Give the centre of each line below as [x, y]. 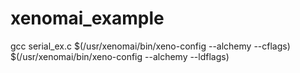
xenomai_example [87, 18]
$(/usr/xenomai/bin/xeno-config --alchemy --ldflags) [120, 56]
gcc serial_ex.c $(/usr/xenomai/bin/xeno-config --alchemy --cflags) [150, 46]
